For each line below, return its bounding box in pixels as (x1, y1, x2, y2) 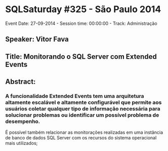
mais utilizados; (5, 140, 38, 146)
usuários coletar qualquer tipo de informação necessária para (5, 105, 160, 112)
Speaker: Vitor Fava (5, 35, 69, 44)
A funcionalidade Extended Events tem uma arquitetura (5, 93, 144, 100)
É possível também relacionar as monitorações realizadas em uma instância (5, 129, 163, 135)
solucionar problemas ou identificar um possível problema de (5, 111, 159, 119)
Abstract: (5, 78, 36, 86)
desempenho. (5, 118, 40, 125)
